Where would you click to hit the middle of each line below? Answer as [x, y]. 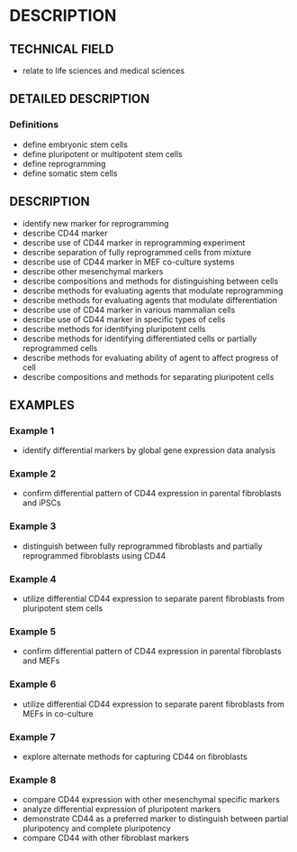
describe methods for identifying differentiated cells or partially [139, 338]
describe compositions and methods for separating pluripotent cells [148, 376]
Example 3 [33, 526]
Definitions [34, 125]
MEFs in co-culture [58, 713]
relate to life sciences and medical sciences [103, 70]
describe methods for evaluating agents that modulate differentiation [149, 300]
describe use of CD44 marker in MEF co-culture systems [128, 262]
